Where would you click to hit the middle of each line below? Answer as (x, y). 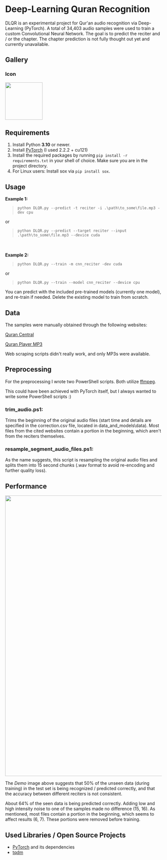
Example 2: (17, 255)
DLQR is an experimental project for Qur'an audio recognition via (71, 23)
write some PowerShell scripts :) (38, 396)
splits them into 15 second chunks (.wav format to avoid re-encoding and (80, 465)
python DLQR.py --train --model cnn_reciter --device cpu (79, 283)
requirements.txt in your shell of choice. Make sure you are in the (80, 161)
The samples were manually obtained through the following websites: (76, 325)
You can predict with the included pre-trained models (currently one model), (83, 292)
